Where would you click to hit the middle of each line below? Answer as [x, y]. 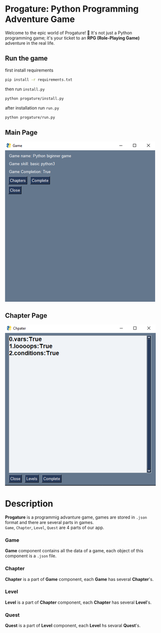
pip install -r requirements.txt [39, 80]
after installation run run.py [32, 108]
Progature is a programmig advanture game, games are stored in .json [76, 517]
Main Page [21, 132]
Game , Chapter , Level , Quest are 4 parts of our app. [55, 527]
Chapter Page [26, 316]
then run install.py [25, 89]
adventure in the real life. [30, 43]
